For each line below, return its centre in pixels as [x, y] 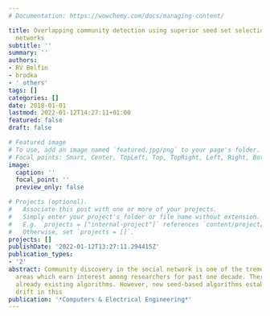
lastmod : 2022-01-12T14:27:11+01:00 [70, 113]
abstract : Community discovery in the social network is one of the [125, 269]
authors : [23, 60]
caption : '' [36, 173]
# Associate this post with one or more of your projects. [113, 210]
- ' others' [28, 83]
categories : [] [34, 98]
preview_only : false [50, 187]
